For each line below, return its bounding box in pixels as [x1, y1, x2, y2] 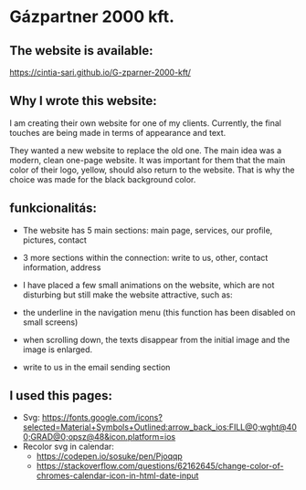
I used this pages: [9, 388, 112, 403]
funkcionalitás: [9, 201, 98, 216]
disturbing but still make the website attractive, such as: [22, 289, 233, 300]
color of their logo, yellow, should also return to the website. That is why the [9, 164, 295, 175]
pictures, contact [22, 235, 87, 245]
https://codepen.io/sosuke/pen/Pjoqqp [36, 451, 183, 462]
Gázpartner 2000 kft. [9, 6, 175, 27]
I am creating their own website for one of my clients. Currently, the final [9, 117, 281, 129]
